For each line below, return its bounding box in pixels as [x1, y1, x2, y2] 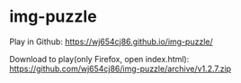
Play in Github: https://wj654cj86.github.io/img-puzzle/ [9, 36, 213, 47]
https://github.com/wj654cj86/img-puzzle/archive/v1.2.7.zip [9, 63, 232, 74]
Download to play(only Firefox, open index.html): [9, 53, 190, 64]
